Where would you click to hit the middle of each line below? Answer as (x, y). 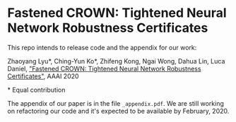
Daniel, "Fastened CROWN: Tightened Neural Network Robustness (104, 68)
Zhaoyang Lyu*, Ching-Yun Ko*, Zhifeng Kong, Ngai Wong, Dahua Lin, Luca (116, 61)
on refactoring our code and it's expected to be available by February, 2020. (118, 111)
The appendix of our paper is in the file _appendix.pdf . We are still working (116, 103)
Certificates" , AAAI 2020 (43, 76)
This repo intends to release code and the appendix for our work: (102, 47)
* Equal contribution (36, 90)
